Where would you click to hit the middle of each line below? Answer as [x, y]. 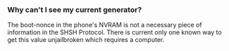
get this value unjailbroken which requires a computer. [86, 40]
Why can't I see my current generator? [75, 10]
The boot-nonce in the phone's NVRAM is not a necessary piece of [105, 25]
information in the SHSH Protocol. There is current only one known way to [114, 32]
